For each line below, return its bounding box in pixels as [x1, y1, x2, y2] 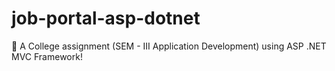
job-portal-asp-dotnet [11, 7, 201, 30]
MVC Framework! [11, 50, 83, 62]
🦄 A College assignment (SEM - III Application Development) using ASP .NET [11, 40, 327, 52]
